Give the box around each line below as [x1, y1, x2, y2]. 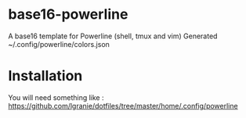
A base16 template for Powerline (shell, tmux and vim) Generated [8, 31, 218, 41]
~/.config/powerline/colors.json [8, 39, 110, 48]
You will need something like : [8, 92, 104, 102]
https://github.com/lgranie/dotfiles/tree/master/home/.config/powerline [8, 101, 238, 110]
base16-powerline [8, 5, 128, 23]
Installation [8, 67, 83, 85]
